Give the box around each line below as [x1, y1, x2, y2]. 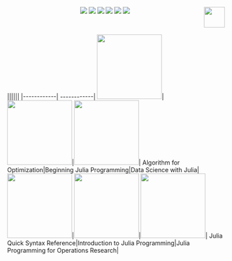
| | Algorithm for [72, 158, 180, 167]
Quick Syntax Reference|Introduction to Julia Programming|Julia [7, 239, 190, 247]
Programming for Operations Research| [7, 247, 119, 254]
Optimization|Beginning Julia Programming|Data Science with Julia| [7, 166, 200, 174]
